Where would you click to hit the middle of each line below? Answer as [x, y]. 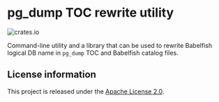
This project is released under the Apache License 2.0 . [86, 91]
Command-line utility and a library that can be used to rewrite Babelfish [110, 45]
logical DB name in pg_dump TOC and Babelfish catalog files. [93, 53]
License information [52, 75]
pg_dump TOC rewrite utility [91, 13]
